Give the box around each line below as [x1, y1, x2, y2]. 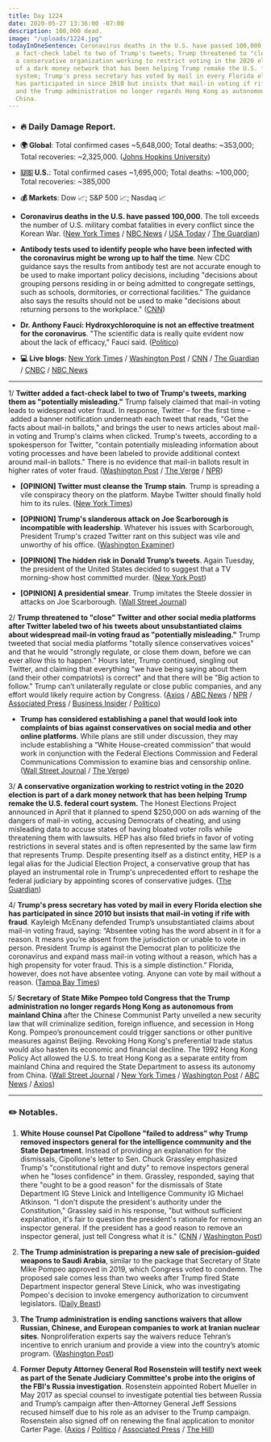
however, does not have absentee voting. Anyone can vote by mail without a [8, 968, 262, 978]
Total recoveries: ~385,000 [19, 176, 110, 186]
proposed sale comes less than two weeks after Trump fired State [19, 1272, 240, 1282]
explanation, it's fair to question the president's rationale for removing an [19, 1214, 262, 1224]
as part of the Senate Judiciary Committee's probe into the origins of [19, 1372, 256, 1382]
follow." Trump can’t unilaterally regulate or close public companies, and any [8, 681, 262, 691]
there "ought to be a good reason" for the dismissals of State [19, 1179, 223, 1189]
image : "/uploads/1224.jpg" [8, 34, 103, 43]
